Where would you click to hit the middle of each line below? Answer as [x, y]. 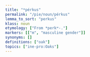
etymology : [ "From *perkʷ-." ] [37, 28]
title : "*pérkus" [23, 10]
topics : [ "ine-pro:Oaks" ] [32, 47]
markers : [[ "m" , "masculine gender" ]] [45, 33]
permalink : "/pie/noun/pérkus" [38, 14]
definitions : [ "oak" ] [28, 42]
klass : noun [17, 24]
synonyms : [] [19, 38]
